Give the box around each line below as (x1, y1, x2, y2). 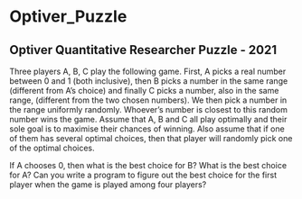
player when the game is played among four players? (9, 179, 207, 190)
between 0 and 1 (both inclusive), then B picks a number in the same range (9, 76, 288, 86)
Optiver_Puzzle (9, 6, 127, 27)
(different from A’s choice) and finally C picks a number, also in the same (9, 86, 279, 95)
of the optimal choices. (9, 142, 95, 153)
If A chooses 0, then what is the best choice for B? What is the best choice (9, 160, 288, 170)
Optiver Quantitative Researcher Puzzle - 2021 (9, 42, 278, 58)
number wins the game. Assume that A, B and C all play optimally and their (9, 114, 288, 124)
